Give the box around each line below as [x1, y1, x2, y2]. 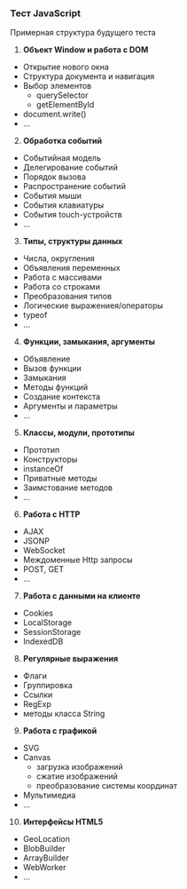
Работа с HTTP [22, 509, 81, 520]
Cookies [22, 607, 54, 619]
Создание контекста [22, 392, 101, 402]
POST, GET [22, 564, 65, 575]
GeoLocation [22, 834, 70, 845]
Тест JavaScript [10, 7, 81, 20]
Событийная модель [22, 153, 101, 163]
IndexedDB [22, 636, 64, 647]
